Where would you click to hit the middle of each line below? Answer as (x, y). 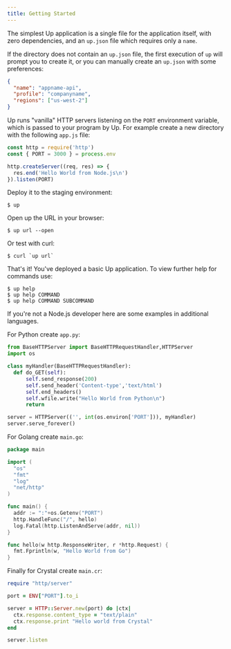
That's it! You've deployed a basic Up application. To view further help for (112, 269)
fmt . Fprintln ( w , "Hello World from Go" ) (72, 551)
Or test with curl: (31, 243)
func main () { (28, 507)
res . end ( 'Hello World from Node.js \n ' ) (71, 173)
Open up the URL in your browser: (56, 218)
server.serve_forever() (41, 424)
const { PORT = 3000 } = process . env (62, 154)
